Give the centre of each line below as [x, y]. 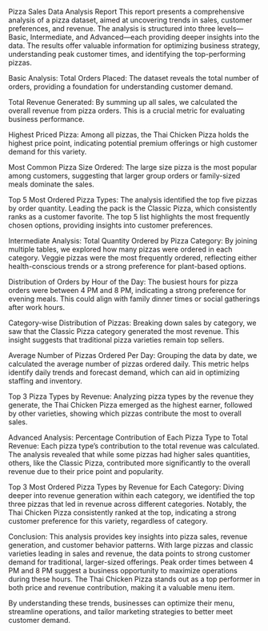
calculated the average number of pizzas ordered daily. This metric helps [129, 364]
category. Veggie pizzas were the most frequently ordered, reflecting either [133, 258]
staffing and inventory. [45, 381]
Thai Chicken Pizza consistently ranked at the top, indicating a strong [122, 512]
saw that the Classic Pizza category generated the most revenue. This [124, 331]
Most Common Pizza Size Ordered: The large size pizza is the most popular [133, 167]
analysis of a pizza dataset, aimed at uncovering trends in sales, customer [130, 20]
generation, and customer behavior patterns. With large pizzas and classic [131, 545]
